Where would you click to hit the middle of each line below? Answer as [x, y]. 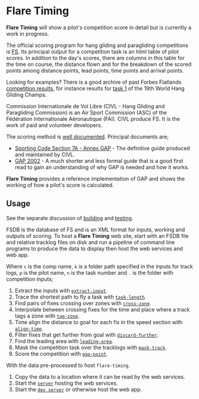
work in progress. [28, 33]
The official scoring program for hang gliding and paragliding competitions [97, 45]
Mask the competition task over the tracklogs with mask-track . [91, 347]
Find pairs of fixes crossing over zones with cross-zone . [83, 303]
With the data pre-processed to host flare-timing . [68, 365]
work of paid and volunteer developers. [54, 125]
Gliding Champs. [26, 95]
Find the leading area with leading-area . [64, 341]
